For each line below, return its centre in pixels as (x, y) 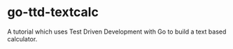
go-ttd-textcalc (53, 12)
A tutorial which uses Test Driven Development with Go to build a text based (117, 31)
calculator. (22, 38)
